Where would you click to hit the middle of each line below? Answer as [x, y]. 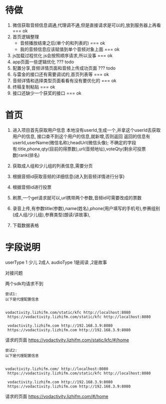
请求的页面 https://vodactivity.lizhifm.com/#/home [57, 396]
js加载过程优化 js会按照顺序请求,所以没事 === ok [62, 55]
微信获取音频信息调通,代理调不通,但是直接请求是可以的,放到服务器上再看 [86, 25]
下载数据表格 [25, 225]
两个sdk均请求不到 [24, 283]
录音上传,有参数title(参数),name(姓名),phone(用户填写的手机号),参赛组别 [86, 208]
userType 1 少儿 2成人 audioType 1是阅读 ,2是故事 [56, 262]
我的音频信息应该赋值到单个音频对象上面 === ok [70, 49]
